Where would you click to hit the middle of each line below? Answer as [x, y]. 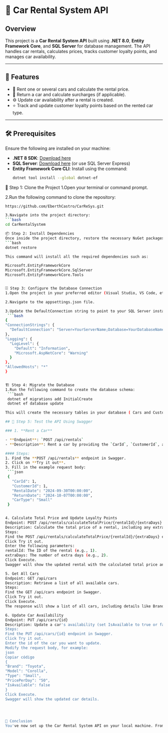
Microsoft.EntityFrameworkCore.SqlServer [49, 270]
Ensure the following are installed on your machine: [58, 148]
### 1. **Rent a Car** [29, 431]
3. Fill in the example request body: [45, 468]
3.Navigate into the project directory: [48, 215]
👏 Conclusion [19, 721]
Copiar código [20, 657]
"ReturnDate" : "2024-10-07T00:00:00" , [52, 495]
